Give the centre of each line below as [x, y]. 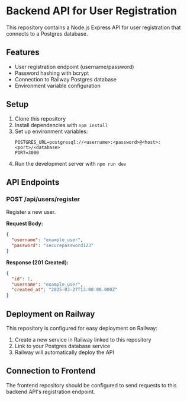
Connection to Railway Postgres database [66, 79]
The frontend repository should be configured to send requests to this [91, 385]
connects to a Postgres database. [47, 33]
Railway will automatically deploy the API [64, 352]
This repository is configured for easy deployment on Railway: [82, 328]
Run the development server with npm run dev [70, 163]
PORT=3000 [27, 153]
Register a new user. [31, 212]
